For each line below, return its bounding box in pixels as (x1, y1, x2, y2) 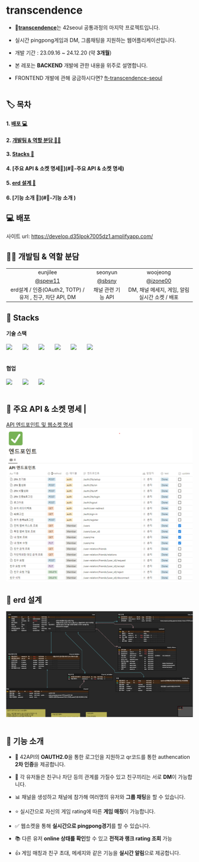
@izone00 (146, 277, 172, 284)
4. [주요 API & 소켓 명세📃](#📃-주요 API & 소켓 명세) (6, 164, 124, 172)
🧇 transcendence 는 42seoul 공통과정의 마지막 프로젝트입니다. (14, 24, 161, 31)
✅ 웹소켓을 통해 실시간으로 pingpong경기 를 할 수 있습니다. (14, 822, 151, 829)
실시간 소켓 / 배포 (139, 293, 179, 300)
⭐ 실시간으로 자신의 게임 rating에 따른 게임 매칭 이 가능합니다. (14, 807, 156, 815)
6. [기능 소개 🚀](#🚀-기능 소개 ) (6, 194, 76, 201)
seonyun (96, 269, 118, 276)
